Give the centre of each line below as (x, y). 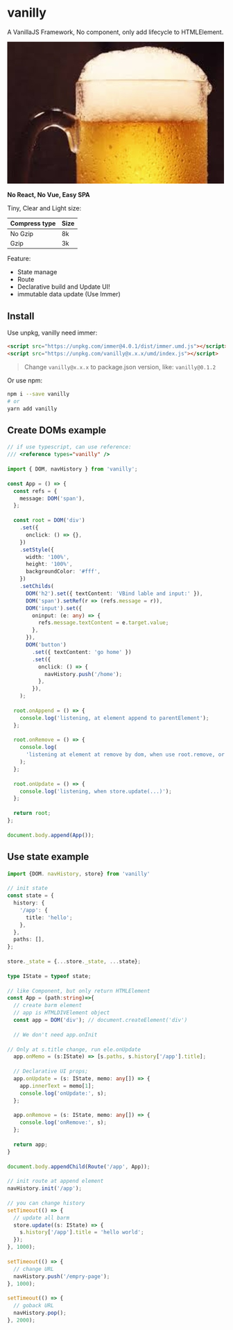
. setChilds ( (37, 587)
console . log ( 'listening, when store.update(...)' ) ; (96, 791)
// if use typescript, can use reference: (69, 447)
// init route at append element (55, 1181)
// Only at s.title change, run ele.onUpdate (74, 1050)
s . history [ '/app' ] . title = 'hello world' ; (82, 1232)
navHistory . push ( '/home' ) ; (83, 674)
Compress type (33, 224)
